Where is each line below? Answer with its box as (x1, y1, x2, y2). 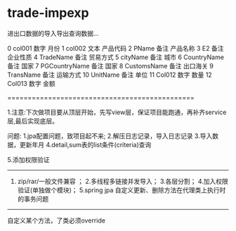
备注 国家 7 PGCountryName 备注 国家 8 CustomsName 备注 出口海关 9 (7, 61, 214, 70)
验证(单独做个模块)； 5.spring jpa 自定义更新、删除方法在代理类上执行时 (17, 185, 226, 194)
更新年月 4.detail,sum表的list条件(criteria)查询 (19, 140, 152, 149)
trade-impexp (7, 5, 89, 21)
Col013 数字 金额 (7, 79, 56, 87)
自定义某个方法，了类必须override (7, 216, 105, 225)
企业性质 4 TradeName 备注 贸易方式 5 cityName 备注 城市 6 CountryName (7, 53, 225, 61)
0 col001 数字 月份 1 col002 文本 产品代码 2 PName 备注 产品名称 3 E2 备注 (7, 44, 224, 52)
